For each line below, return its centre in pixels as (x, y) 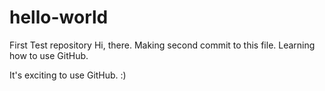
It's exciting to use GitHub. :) (68, 75)
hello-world (59, 17)
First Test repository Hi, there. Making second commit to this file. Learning (162, 45)
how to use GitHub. (49, 55)
